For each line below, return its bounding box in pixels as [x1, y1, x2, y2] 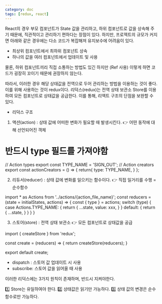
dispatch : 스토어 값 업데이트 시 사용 [12, 259, 81, 265]
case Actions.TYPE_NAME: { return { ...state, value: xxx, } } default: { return [5, 204, 156, 211]
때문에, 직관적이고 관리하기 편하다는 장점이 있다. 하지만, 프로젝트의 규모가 [10, 31, 149, 37]
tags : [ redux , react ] [5, 12, 49, 16]
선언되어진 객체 [17, 127, 46, 133]
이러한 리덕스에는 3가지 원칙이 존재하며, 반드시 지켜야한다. [5, 276, 115, 282]
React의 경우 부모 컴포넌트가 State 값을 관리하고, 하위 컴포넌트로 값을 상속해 [5, 25, 149, 31]
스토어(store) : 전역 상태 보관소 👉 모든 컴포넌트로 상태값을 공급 [12, 220, 133, 226]
